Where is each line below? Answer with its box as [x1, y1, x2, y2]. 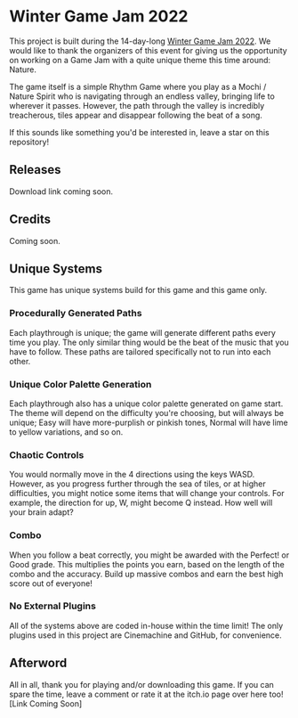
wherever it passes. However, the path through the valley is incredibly [9, 100, 265, 110]
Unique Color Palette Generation [9, 378, 152, 390]
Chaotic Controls [9, 448, 85, 461]
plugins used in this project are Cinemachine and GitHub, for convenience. [9, 630, 282, 640]
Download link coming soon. [9, 185, 114, 197]
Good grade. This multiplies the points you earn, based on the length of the [9, 559, 285, 569]
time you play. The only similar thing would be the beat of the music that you [9, 337, 289, 347]
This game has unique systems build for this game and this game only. [9, 285, 268, 296]
